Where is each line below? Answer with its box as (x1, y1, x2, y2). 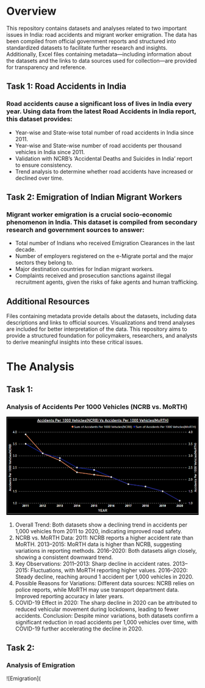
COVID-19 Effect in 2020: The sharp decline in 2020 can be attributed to (15, 599, 197, 606)
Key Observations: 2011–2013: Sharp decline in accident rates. (15, 560, 172, 567)
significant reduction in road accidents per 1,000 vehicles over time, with (15, 618, 198, 626)
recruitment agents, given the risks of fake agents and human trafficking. (15, 278, 199, 286)
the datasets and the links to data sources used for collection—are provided (6, 57, 197, 64)
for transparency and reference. (6, 63, 87, 71)
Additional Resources (6, 296, 90, 306)
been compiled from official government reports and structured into (6, 37, 176, 45)
